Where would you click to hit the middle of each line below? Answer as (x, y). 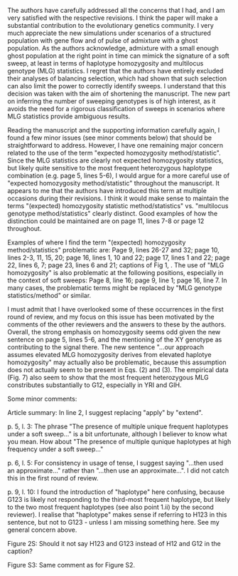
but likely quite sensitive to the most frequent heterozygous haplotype (110, 168)
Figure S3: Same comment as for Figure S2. (71, 565)
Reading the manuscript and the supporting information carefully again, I (114, 130)
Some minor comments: (42, 399)
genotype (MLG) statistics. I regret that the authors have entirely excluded (115, 71)
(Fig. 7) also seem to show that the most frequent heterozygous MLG (108, 377)
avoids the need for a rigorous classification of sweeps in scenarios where (116, 109)
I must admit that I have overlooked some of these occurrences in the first (115, 309)
